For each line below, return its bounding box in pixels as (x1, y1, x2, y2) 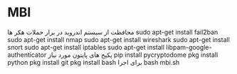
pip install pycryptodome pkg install (113, 51, 218, 59)
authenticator (7, 51, 47, 59)
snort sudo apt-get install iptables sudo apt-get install (7, 43, 165, 51)
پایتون (72, 51, 88, 59)
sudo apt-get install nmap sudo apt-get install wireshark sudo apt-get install (7, 35, 230, 43)
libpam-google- (166, 43, 212, 51)
